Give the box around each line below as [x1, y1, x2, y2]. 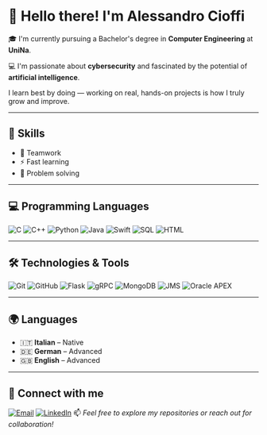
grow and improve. [8, 96, 70, 106]
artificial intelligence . [8, 72, 80, 82]
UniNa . [8, 45, 32, 55]
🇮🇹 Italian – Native [19, 337, 84, 348]
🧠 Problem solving [19, 168, 79, 178]
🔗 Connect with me [8, 387, 104, 400]
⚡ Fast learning [19, 156, 70, 166]
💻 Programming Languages [8, 200, 149, 214]
